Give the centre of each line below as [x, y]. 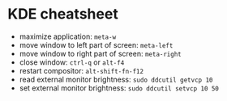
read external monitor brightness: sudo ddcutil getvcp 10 [116, 79]
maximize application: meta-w [68, 36]
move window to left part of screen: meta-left [96, 44]
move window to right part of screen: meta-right [100, 53]
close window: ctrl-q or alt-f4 [72, 62]
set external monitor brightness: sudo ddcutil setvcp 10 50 [119, 88]
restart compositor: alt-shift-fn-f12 [81, 70]
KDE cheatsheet [63, 14]
